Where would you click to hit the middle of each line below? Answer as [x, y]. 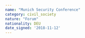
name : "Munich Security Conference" [43, 10]
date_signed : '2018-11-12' [33, 28]
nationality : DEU [23, 23]
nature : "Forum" [22, 19]
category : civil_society [31, 14]
